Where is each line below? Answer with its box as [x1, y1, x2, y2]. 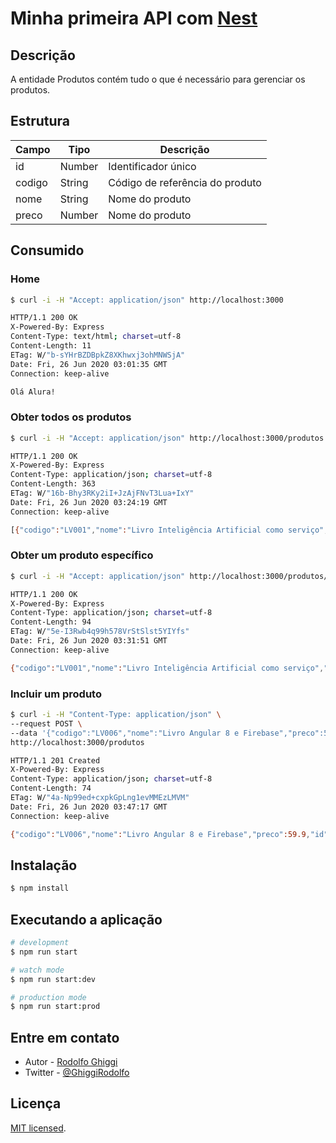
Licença [10, 1095, 62, 1112]
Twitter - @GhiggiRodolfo [24, 1067, 130, 1079]
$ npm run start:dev [10, 974, 97, 984]
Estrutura [10, 113, 71, 130]
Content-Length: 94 [10, 617, 92, 627]
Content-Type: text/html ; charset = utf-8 [10, 332, 182, 342]
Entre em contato [10, 1029, 120, 1046]
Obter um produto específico [10, 548, 154, 562]
